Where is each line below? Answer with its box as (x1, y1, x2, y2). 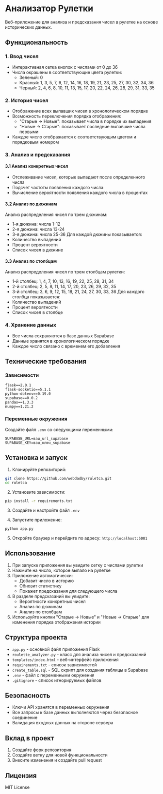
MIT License (5, 784, 30, 790)
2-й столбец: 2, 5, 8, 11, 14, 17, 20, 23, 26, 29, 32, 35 (12, 284, 116, 290)
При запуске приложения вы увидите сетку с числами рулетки (12, 562, 143, 568)
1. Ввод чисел (5, 53, 39, 60)
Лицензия (5, 771, 37, 780)
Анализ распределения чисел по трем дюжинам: (5, 212, 108, 217)
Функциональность (5, 39, 68, 47)
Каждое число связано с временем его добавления (12, 343, 120, 349)
